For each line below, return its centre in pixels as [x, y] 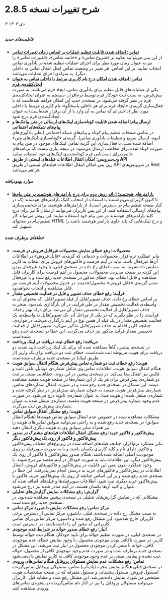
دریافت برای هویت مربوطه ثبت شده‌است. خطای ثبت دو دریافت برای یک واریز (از [87, 352]
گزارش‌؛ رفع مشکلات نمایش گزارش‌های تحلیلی [55, 491]
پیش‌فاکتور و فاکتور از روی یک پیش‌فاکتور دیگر [54, 438]
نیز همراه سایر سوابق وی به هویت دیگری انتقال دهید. [61, 427]
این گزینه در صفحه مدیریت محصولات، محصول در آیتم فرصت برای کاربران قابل [85, 272]
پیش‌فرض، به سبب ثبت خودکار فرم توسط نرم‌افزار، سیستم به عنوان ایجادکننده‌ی [87, 95]
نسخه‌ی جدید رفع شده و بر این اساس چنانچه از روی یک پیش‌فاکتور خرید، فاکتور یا [87, 475]
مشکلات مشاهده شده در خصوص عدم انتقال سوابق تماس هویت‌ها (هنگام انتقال [86, 416]
